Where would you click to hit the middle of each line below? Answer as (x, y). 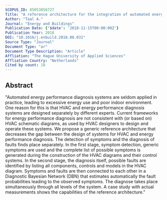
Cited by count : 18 (25, 65)
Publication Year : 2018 (30, 33)
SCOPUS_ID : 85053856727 (30, 10)
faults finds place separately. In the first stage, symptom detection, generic (82, 144)
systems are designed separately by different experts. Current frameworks (82, 113)
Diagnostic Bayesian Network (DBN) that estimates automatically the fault (81, 176)
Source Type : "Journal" (30, 42)
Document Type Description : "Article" (45, 51)
